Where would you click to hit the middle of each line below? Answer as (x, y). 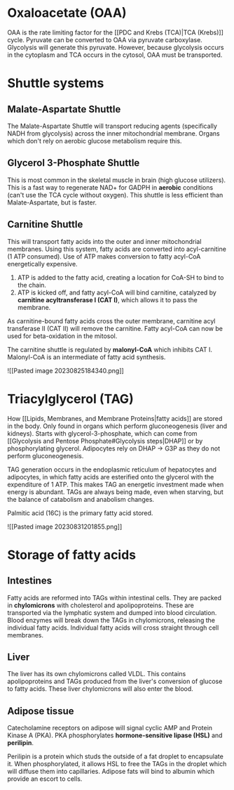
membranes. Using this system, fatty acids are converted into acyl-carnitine (117, 249)
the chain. (32, 285)
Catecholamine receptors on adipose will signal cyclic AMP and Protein (110, 728)
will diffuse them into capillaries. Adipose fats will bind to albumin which (111, 772)
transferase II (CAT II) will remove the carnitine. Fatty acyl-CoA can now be (115, 328)
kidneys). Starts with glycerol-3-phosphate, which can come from (102, 433)
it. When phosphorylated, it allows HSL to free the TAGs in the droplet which (117, 764)
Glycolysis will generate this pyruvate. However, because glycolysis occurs (116, 47)
